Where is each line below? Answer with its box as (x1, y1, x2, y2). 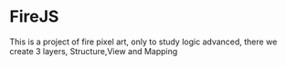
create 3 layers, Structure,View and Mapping (9, 45, 178, 56)
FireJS (9, 6, 59, 27)
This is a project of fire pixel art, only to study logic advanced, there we (9, 36, 278, 47)
